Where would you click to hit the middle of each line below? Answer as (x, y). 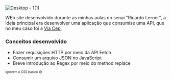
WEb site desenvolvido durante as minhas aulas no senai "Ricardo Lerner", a (86, 17)
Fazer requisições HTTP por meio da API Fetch (62, 53)
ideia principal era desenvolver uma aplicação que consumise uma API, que (85, 23)
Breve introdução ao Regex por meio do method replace (72, 63)
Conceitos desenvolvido (36, 42)
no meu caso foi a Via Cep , (34, 28)
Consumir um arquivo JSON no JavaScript (57, 58)
